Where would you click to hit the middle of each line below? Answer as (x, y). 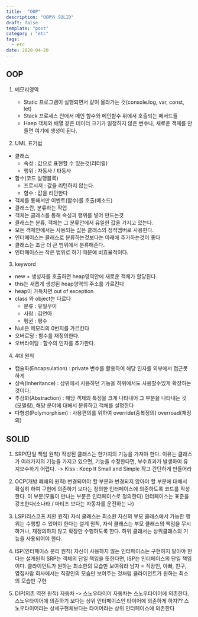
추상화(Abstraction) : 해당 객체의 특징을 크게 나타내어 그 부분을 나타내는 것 (101, 397)
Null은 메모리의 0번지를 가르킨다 (52, 328)
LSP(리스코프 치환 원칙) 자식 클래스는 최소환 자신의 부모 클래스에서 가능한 (99, 516)
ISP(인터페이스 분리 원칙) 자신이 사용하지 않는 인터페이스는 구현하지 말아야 (100, 551)
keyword (25, 264)
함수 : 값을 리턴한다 (46, 193)
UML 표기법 (28, 143)
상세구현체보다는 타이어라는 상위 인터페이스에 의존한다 (112, 608)
